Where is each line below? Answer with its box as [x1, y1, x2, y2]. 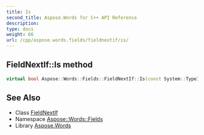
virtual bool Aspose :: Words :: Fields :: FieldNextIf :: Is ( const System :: [6, 75, 186, 82]
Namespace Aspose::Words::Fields [15, 115, 103, 122]
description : [6, 20, 39, 26]
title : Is [6, 9, 32, 15]
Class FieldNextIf [15, 109, 58, 116]
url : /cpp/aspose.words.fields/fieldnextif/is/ [6, 37, 129, 43]
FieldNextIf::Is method [6, 60, 93, 70]
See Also [6, 92, 41, 103]
